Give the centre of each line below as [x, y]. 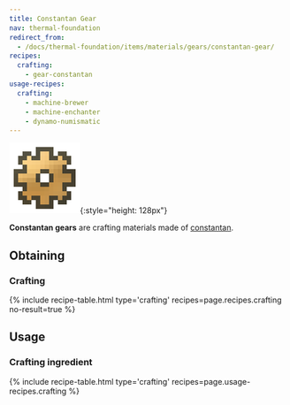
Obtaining [37, 255]
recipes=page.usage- [211, 381]
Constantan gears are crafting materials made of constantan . [122, 228]
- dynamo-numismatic [63, 121]
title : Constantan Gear [53, 19]
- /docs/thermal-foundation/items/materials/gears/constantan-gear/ [146, 47]
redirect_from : [37, 37]
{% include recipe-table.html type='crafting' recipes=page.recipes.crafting [145, 300]
